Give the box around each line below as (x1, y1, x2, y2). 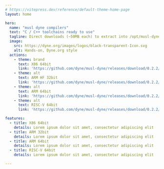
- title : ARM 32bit (9, 129, 49, 135)
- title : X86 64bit (9, 121, 49, 125)
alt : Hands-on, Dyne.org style (14, 48, 78, 53)
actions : (9, 52, 27, 57)
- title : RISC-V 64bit (9, 148, 56, 153)
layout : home (5, 12, 32, 17)
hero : (5, 21, 16, 25)
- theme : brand (14, 57, 45, 62)
